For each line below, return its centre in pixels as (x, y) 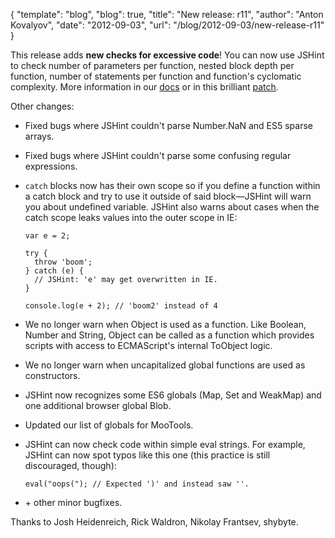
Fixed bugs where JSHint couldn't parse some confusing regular (158, 155)
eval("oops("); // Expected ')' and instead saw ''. (137, 484)
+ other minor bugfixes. (73, 502)
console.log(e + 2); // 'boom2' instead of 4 (121, 306)
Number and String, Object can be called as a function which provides (169, 335)
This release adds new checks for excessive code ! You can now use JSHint (167, 55)
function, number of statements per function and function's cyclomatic (156, 76)
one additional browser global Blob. (98, 405)
